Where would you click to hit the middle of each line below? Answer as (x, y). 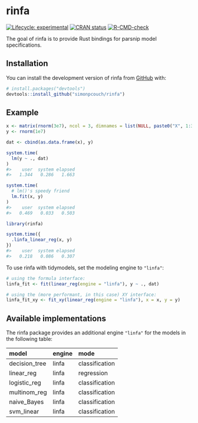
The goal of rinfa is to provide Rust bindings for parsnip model (82, 38)
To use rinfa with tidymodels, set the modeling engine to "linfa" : (85, 268)
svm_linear (24, 412)
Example (22, 113)
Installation (27, 64)
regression (93, 373)
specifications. (24, 45)
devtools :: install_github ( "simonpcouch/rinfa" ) (66, 94)
